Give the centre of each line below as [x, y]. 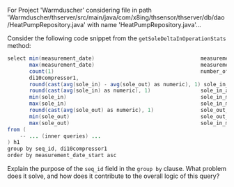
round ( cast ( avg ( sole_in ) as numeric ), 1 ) [90, 91]
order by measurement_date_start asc [62, 156]
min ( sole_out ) [49, 116]
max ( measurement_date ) [62, 65]
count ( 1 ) [41, 71]
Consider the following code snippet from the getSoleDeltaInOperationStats [117, 38]
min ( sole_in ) [48, 97]
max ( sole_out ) [49, 123]
